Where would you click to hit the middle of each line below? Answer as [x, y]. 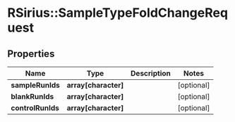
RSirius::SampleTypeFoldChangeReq [117, 13]
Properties [31, 54]
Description [150, 73]
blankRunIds [32, 96]
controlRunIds [35, 108]
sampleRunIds [35, 85]
